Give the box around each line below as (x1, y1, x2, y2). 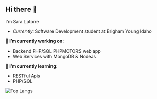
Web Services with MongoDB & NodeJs (12, 53, 96, 59)
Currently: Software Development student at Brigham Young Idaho (12, 28, 152, 34)
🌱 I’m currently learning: (5, 63, 58, 69)
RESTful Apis (12, 73, 40, 79)
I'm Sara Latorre (5, 18, 39, 24)
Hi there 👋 (5, 5, 37, 14)
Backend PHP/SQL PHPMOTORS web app (12, 47, 101, 54)
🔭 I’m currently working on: (5, 38, 64, 44)
